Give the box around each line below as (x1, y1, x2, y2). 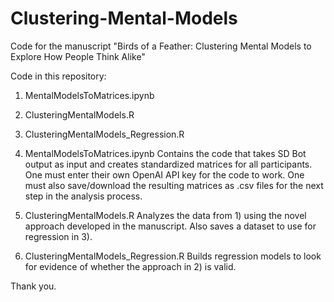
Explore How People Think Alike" (10, 50, 146, 62)
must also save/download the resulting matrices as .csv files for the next (24, 179, 324, 191)
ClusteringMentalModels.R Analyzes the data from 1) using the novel (24, 209, 307, 221)
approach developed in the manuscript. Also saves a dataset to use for (24, 220, 317, 232)
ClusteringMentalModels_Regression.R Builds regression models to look (24, 250, 322, 262)
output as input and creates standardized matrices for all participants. (24, 158, 313, 170)
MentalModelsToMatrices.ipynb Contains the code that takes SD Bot (24, 147, 307, 159)
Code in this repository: (10, 70, 107, 82)
